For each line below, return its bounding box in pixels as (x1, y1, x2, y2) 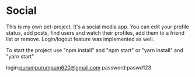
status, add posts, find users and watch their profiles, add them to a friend (6, 29, 185, 36)
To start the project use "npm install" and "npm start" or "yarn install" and (6, 46, 183, 53)
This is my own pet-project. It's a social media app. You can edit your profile (6, 23, 189, 30)
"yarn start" (6, 53, 34, 60)
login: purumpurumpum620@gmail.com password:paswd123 (6, 64, 152, 71)
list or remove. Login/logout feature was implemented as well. (6, 35, 155, 42)
